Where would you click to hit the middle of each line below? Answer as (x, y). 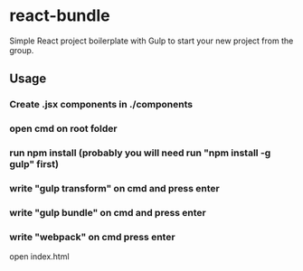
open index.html (39, 257)
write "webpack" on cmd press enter (92, 237)
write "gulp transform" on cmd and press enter (114, 189)
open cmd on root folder (63, 129)
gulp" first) (34, 164)
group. (22, 50)
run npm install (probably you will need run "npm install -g (140, 153)
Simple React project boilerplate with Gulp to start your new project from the (151, 41)
